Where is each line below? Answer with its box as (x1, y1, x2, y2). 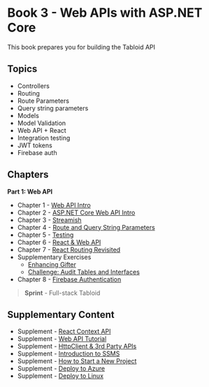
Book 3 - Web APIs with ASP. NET (7, 5, 203, 21)
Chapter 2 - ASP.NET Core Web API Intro (17, 208, 136, 217)
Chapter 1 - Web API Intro (17, 200, 91, 209)
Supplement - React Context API (17, 327, 111, 336)
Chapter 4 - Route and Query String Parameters (17, 223, 155, 231)
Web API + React (17, 126, 66, 134)
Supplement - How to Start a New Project (17, 357, 137, 365)
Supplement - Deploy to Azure (17, 365, 106, 373)
